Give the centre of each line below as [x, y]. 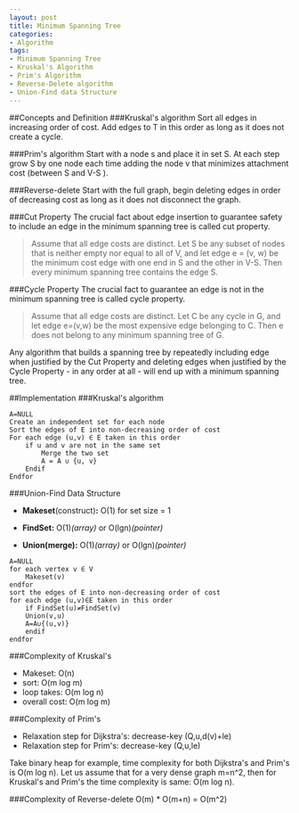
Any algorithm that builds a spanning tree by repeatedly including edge [139, 352]
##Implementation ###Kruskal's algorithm [87, 398]
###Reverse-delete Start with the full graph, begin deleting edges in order [145, 190]
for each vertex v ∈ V [51, 569]
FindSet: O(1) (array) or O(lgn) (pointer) [93, 528]
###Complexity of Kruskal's [61, 655]
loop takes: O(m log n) [63, 692]
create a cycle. [36, 136]
